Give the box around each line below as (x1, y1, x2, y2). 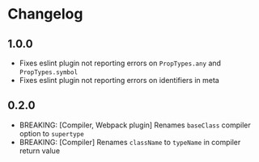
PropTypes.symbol (19, 69, 79, 77)
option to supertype (19, 128, 84, 138)
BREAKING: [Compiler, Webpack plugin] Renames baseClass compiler (19, 120, 252, 130)
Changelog (7, 5, 83, 23)
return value (19, 146, 61, 156)
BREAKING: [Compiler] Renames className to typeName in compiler (19, 137, 241, 147)
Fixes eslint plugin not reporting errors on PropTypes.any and (19, 58, 222, 68)
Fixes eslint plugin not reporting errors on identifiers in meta (19, 76, 219, 85)
